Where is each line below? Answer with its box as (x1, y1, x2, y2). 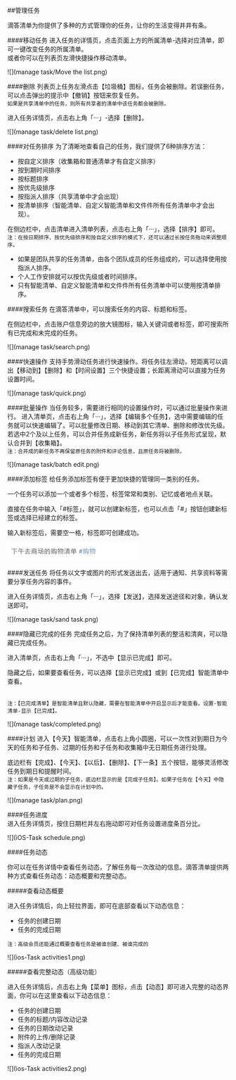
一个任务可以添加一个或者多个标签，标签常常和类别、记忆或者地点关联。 (7, 490, 216, 498)
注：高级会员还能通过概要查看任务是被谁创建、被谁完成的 (7, 941, 149, 948)
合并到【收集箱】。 (13, 439, 66, 447)
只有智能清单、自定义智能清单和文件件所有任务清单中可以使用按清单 (17, 281, 215, 289)
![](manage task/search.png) (7, 343, 91, 351)
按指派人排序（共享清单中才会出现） (17, 192, 123, 201)
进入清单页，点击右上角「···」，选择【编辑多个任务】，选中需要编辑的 (20, 413, 218, 420)
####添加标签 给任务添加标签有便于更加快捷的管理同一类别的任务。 (7, 475, 204, 483)
